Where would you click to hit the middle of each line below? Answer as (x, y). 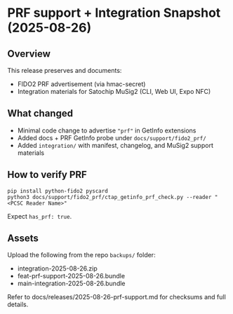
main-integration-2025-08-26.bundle (71, 284)
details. (18, 305)
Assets (23, 239)
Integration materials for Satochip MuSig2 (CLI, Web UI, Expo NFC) (114, 91)
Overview (29, 54)
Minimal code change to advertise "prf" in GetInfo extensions (107, 130)
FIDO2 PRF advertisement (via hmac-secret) (81, 84)
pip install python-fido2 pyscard (58, 191)
